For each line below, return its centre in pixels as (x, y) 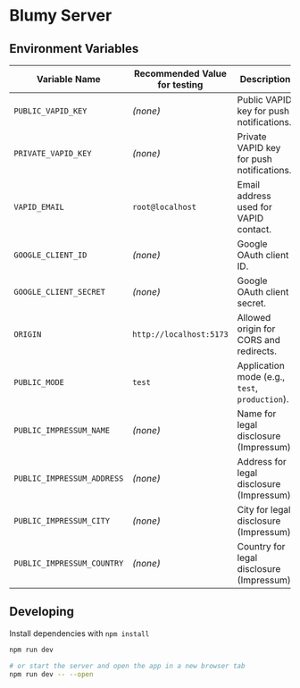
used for (254, 207)
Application (261, 365)
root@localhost (164, 207)
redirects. (257, 351)
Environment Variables (74, 49)
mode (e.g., (261, 377)
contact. (254, 229)
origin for (256, 329)
